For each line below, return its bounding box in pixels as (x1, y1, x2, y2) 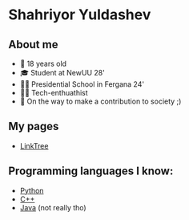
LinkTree (19, 141, 49, 150)
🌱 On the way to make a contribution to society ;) (19, 96, 182, 106)
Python (19, 185, 44, 195)
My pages (8, 120, 59, 133)
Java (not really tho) (19, 202, 86, 212)
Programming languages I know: (8, 165, 174, 178)
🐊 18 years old (19, 59, 66, 68)
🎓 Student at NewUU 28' (19, 68, 106, 77)
